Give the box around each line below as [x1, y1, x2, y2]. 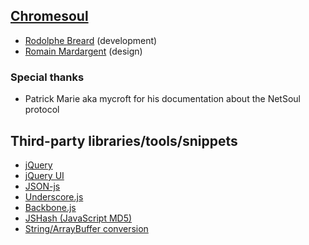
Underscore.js [24, 190, 84, 203]
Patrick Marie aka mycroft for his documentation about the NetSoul [24, 93, 301, 105]
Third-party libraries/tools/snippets [10, 132, 238, 149]
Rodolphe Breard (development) [24, 34, 158, 46]
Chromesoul [10, 8, 89, 25]
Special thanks [10, 70, 85, 84]
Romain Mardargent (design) [24, 45, 143, 57]
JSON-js [24, 180, 61, 192]
